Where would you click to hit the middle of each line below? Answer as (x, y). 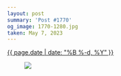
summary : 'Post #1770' (40, 20)
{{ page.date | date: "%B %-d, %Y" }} (60, 53)
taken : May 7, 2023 (35, 33)
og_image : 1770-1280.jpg (43, 26)
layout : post (26, 13)
